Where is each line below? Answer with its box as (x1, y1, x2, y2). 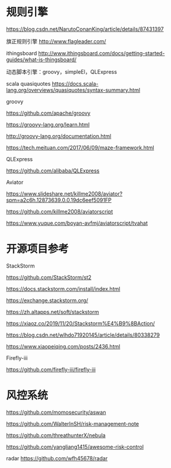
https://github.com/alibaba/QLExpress (6, 167, 100, 174)
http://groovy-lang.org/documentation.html (6, 132, 112, 140)
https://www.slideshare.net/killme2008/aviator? (6, 190, 123, 197)
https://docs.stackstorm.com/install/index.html (6, 285, 121, 292)
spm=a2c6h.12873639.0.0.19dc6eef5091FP (6, 196, 112, 203)
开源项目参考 (6, 242, 69, 256)
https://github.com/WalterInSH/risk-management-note (6, 420, 140, 427)
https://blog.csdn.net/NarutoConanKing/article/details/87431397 (6, 25, 164, 33)
